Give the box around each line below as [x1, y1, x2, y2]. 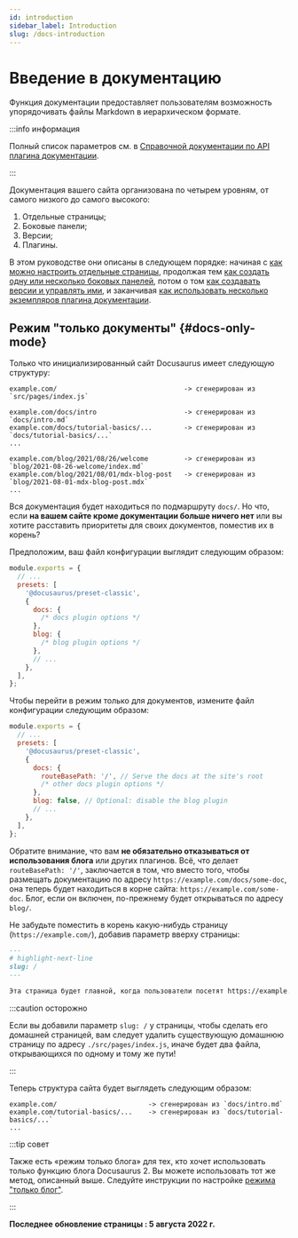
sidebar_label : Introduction [9, 21, 117, 30]
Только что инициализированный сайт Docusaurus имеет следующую [9, 358, 275, 369]
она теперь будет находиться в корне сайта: [9, 883, 179, 893]
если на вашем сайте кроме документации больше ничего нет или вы [9, 511, 283, 521]
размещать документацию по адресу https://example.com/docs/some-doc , [9, 874, 287, 885]
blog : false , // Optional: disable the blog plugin [32, 797, 228, 805]
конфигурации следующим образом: [9, 705, 149, 716]
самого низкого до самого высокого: [9, 194, 151, 205]
